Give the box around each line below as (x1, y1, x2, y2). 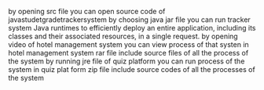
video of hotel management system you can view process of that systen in (8, 40, 249, 49)
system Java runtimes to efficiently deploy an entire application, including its (8, 23, 256, 32)
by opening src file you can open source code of (8, 7, 166, 16)
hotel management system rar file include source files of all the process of (8, 49, 249, 57)
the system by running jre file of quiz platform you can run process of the (8, 56, 245, 66)
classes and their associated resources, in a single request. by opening (8, 31, 238, 41)
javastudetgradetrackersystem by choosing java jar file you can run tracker (8, 15, 251, 24)
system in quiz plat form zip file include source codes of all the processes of (8, 65, 255, 74)
